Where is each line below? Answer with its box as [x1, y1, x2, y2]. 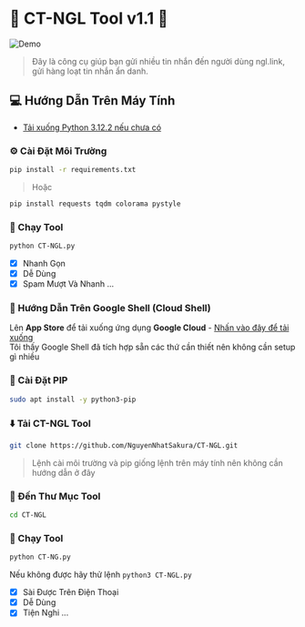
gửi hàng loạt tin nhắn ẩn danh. [31, 66, 148, 76]
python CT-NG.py [9, 552, 71, 562]
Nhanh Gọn [22, 258, 66, 268]
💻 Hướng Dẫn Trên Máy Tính [9, 93, 176, 108]
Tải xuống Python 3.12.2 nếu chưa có [22, 122, 162, 133]
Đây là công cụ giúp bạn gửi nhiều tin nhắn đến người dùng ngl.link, [31, 56, 285, 66]
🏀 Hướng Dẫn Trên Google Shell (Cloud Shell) [9, 302, 211, 315]
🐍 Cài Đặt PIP [9, 374, 68, 387]
